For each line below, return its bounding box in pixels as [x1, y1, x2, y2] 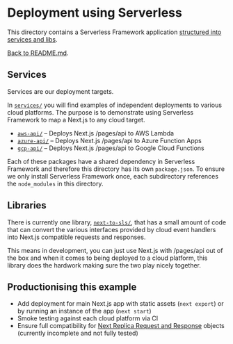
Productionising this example [7, 281, 137, 293]
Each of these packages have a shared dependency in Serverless [7, 157, 195, 165]
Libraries [7, 199, 47, 211]
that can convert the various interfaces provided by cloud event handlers [7, 225, 216, 234]
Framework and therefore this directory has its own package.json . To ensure [7, 165, 225, 173]
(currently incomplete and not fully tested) [17, 329, 139, 338]
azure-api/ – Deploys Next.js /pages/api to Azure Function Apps [17, 136, 202, 145]
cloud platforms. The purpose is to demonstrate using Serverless [7, 108, 193, 116]
